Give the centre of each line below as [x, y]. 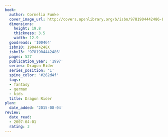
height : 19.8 [27, 29]
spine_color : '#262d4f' [34, 75]
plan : [10, 103]
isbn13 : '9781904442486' [35, 52]
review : [13, 113]
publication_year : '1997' [36, 61]
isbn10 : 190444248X [30, 47]
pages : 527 [21, 56]
